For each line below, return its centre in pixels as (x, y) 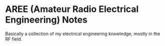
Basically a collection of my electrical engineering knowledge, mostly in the (83, 33)
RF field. (14, 39)
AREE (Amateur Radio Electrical (72, 9)
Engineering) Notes (46, 20)
